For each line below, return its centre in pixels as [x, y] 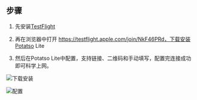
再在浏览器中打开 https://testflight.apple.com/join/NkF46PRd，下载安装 [103, 39]
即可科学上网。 [33, 65]
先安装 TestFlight [35, 26]
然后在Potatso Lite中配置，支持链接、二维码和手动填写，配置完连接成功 [103, 58]
